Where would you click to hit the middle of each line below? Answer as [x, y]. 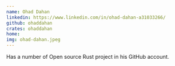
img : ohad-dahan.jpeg [33, 40]
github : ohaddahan [29, 23]
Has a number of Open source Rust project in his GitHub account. [88, 57]
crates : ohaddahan [29, 28]
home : [13, 34]
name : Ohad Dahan [28, 12]
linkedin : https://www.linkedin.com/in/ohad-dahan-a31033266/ [86, 17]
